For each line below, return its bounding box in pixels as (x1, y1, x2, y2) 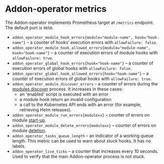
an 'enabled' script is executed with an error (19, 91, 109, 97)
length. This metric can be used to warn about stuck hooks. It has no (12, 138, 151, 143)
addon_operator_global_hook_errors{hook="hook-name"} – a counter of (12, 60, 153, 66)
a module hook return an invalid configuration (19, 96, 112, 102)
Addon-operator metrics (5, 3, 107, 15)
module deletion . (12, 127, 47, 133)
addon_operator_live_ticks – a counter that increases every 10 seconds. (12, 148, 159, 154)
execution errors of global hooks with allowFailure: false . (12, 65, 132, 71)
